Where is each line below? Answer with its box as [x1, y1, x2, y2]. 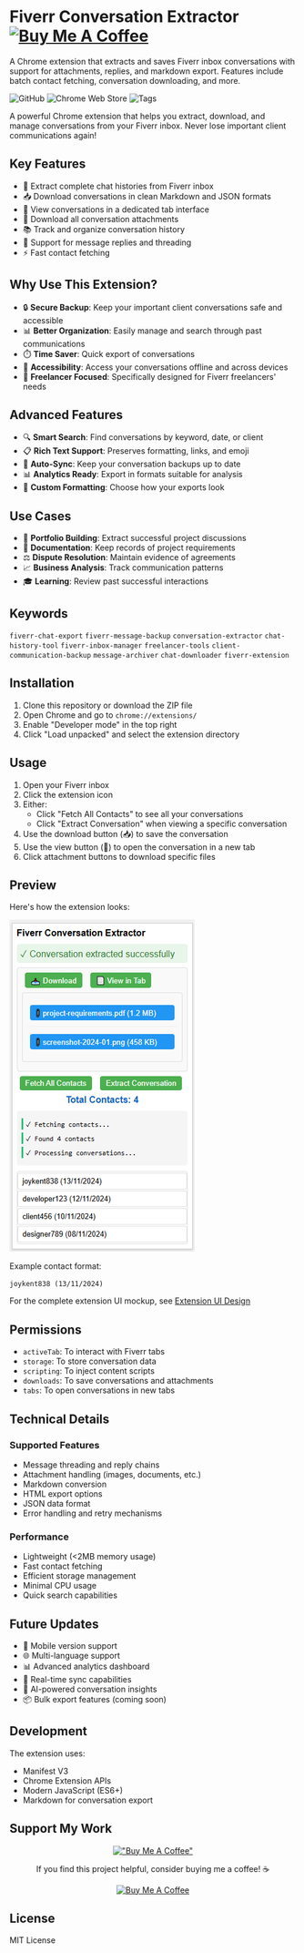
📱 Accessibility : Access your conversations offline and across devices [22, 362, 289, 373]
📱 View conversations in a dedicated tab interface [22, 203, 209, 215]
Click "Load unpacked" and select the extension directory [22, 729, 240, 740]
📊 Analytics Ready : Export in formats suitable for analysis [22, 469, 243, 480]
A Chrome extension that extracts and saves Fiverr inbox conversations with [9, 56, 296, 66]
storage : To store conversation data [22, 1355, 157, 1367]
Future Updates [9, 1616, 99, 1631]
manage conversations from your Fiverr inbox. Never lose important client [9, 120, 287, 131]
